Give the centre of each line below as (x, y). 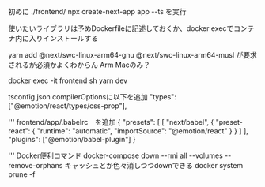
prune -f (22, 174)
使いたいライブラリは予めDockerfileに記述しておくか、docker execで (121, 28)
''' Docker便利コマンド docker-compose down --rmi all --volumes (115, 155)
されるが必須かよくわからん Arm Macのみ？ (79, 65)
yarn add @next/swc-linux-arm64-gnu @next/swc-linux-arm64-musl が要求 (132, 55)
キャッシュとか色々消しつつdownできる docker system (154, 165)
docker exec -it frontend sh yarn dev (68, 80)
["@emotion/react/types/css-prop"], (68, 106)
